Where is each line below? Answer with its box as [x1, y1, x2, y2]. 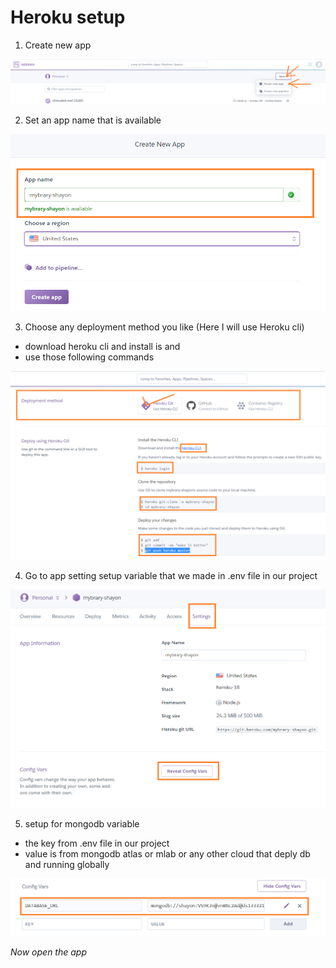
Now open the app [10, 946, 87, 958]
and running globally [24, 858, 110, 870]
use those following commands [24, 351, 155, 363]
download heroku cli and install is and [24, 341, 181, 353]
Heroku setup [10, 6, 126, 29]
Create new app [24, 39, 92, 51]
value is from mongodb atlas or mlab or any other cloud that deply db [24, 847, 311, 860]
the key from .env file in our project [24, 837, 170, 849]
